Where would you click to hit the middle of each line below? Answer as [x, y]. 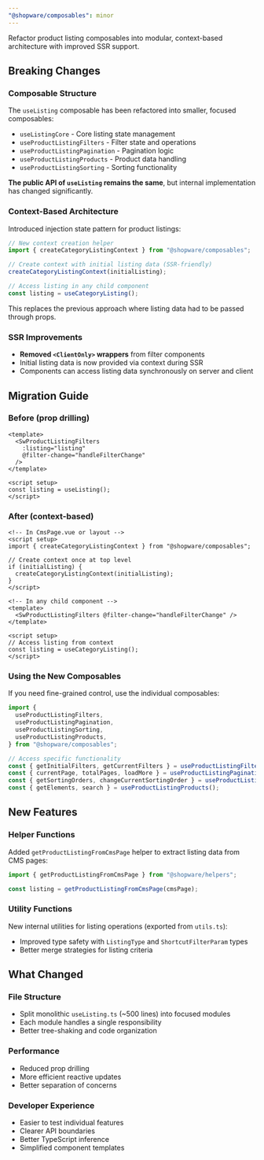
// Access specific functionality [65, 759]
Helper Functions [42, 835]
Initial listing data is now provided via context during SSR [111, 363]
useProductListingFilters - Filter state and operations [108, 142]
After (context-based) [51, 516]
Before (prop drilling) [49, 418]
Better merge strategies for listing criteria [86, 950]
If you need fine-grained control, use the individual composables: [114, 693]
